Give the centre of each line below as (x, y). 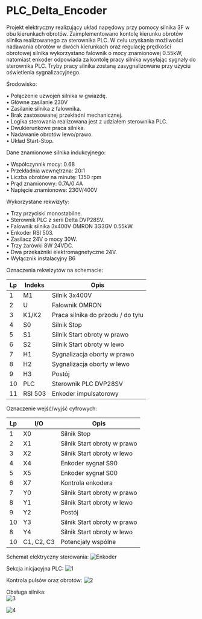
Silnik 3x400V (72, 295)
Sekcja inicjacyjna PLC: (35, 568)
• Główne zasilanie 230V (37, 102)
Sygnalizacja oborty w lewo (91, 364)
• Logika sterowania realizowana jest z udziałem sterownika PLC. (87, 121)
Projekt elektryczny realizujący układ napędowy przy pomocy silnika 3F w (98, 27)
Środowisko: (22, 84)
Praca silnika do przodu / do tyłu (98, 315)
